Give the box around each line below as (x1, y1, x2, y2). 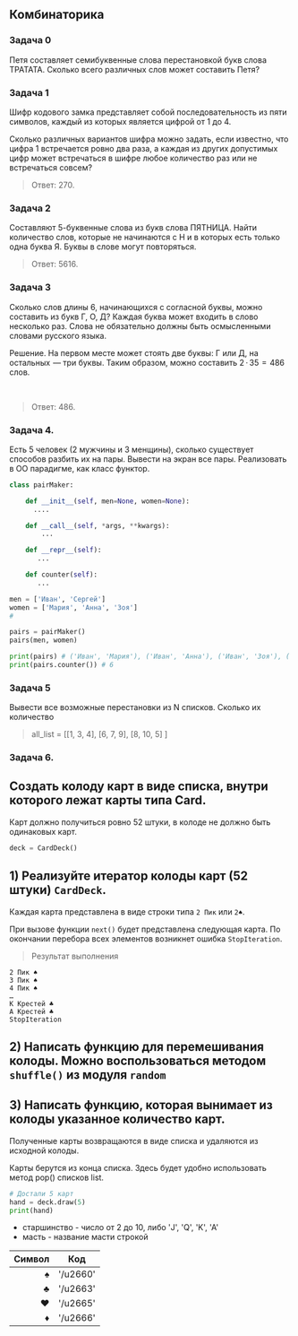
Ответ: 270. (30, 179, 75, 190)
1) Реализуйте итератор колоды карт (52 (9, 869, 249, 884)
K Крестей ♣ (9, 999, 54, 1008)
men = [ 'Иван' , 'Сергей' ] (9, 594, 106, 603)
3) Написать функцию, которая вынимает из (9, 1097, 273, 1113)
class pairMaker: (9, 480, 74, 490)
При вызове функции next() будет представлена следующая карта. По (9, 924, 281, 934)
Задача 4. (9, 423, 55, 436)
